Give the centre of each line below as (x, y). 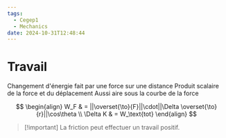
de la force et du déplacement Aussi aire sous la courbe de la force (103, 93)
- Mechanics (31, 26)
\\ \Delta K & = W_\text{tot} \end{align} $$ (138, 114)
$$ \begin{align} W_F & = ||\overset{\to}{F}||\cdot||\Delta (98, 107)
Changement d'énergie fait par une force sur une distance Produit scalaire (113, 86)
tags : (15, 13)
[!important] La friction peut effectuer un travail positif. (102, 128)
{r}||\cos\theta (56, 114)
